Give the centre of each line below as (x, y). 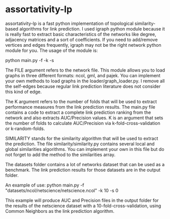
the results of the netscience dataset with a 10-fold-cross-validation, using (83, 206)
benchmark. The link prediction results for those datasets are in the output (83, 170)
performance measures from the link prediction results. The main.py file (80, 107)
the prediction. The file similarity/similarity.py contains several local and (80, 144)
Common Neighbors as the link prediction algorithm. (60, 211)
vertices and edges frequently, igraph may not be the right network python (83, 45)
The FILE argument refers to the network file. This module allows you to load (85, 70)
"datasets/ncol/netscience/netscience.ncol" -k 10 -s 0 (62, 190)
